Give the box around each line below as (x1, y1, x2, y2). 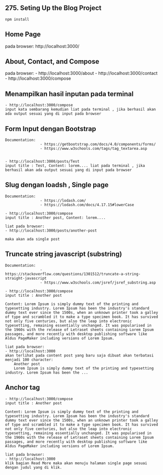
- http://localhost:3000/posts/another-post (5, 228, 97, 233)
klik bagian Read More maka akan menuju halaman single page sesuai (5, 460, 147, 466)
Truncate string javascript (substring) (5, 250, 122, 259)
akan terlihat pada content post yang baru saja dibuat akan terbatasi (5, 353, 154, 358)
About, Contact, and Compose (5, 57, 100, 66)
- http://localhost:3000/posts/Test (5, 159, 80, 164)
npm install (5, 17, 29, 22)
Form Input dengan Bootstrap (5, 124, 97, 133)
